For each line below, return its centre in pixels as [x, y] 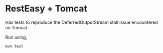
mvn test [14, 46]
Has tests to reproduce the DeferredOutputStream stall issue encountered [81, 22]
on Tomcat [16, 27]
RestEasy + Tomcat [46, 9]
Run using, [16, 37]
